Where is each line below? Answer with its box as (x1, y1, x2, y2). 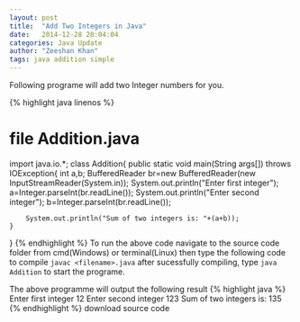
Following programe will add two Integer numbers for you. (9, 80, 225, 90)
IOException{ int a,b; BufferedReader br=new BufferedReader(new (9, 167, 257, 178)
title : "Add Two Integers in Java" (9, 22, 147, 31)
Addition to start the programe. (9, 266, 126, 277)
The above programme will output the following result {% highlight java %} (9, 283, 286, 294)
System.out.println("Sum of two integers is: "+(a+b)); (25, 213, 241, 223)
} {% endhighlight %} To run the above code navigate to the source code (9, 237, 280, 248)
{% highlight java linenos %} (9, 97, 114, 108)
